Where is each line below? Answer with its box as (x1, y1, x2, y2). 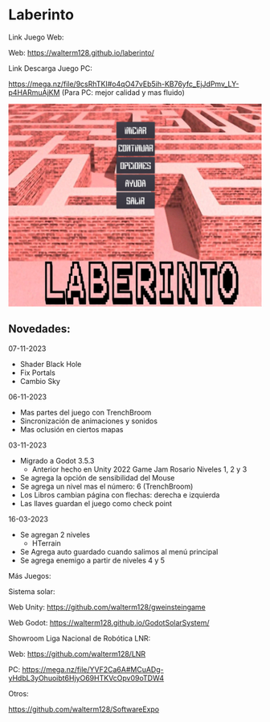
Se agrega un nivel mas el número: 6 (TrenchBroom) (19, 481, 194, 491)
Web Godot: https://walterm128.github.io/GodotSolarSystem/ (8, 617, 210, 627)
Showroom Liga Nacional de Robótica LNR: (8, 633, 151, 643)
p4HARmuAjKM (8, 87, 60, 97)
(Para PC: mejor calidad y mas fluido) (61, 87, 185, 97)
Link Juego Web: (8, 32, 64, 42)
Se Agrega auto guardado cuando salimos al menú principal (19, 547, 219, 556)
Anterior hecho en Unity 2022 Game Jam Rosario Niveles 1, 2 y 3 (31, 464, 247, 474)
